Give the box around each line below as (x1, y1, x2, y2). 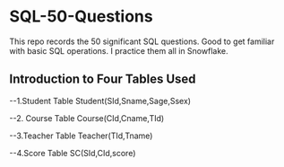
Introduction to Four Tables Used (9, 72, 196, 87)
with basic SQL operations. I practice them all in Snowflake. (9, 45, 228, 56)
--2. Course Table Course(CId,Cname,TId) (9, 112, 165, 123)
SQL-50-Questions (9, 6, 154, 27)
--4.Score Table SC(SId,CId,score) (9, 147, 136, 158)
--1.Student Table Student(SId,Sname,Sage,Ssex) (9, 95, 191, 106)
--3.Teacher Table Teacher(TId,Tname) (9, 130, 153, 141)
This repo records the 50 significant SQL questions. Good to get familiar (9, 36, 275, 47)
